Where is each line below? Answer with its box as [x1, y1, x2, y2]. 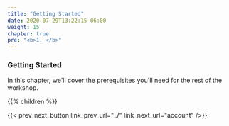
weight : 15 [7, 23, 40, 30]
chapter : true [7, 30, 50, 38]
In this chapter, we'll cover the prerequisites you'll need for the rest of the [7, 76, 223, 85]
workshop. [7, 84, 39, 92]
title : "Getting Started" [7, 10, 84, 18]
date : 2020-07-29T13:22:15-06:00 [7, 17, 107, 24]
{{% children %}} [7, 97, 58, 106]
